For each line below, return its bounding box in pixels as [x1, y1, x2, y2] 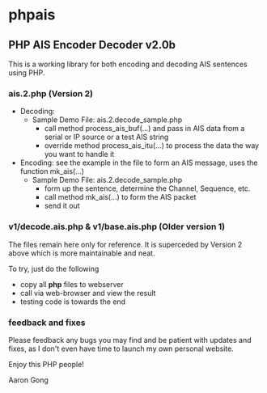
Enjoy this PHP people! [8, 359, 85, 369]
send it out [44, 201, 80, 211]
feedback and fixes [8, 317, 86, 328]
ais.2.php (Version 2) [8, 87, 93, 99]
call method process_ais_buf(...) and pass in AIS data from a [44, 124, 245, 133]
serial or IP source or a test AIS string [44, 132, 169, 142]
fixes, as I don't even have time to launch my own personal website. [8, 344, 235, 353]
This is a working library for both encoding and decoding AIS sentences [8, 59, 248, 69]
